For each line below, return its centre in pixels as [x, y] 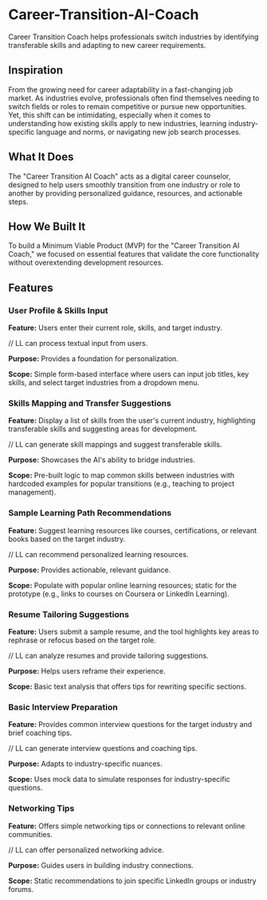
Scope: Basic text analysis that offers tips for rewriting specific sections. [128, 686]
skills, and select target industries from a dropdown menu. [104, 383]
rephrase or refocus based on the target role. [82, 640]
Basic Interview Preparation [63, 707]
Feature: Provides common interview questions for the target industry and [130, 725]
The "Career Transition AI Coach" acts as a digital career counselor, [120, 176]
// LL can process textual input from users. [78, 344]
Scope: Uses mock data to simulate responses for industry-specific [120, 780]
